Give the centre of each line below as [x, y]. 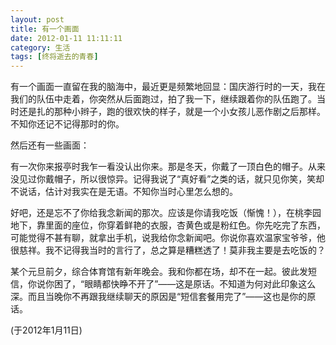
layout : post [37, 19]
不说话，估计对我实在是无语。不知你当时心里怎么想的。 [124, 192]
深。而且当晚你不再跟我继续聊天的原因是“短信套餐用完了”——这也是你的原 [163, 297]
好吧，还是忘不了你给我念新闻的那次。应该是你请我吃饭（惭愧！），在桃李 [161, 213]
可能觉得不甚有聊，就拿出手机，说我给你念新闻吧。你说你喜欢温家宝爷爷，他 [168, 238]
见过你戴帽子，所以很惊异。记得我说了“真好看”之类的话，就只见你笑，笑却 [171, 179]
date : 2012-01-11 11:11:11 [66, 38]
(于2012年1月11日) [46, 330]
